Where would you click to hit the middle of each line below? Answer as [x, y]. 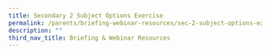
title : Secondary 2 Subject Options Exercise [86, 15]
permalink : [27, 23]
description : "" [35, 30]
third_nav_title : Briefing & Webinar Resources [90, 38]
